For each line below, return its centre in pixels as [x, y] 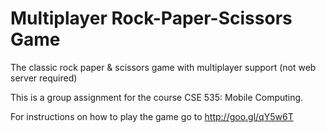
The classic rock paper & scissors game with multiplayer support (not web [163, 67]
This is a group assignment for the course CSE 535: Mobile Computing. [157, 97]
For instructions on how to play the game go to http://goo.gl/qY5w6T [152, 116]
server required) [44, 78]
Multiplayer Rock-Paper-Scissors [151, 18]
